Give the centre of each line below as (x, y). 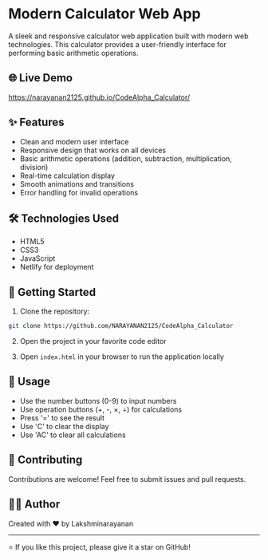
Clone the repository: (55, 311)
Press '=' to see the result (62, 418)
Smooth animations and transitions (77, 183)
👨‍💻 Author (34, 505)
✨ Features (36, 122)
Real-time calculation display (67, 175)
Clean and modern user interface (74, 141)
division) (34, 167)
